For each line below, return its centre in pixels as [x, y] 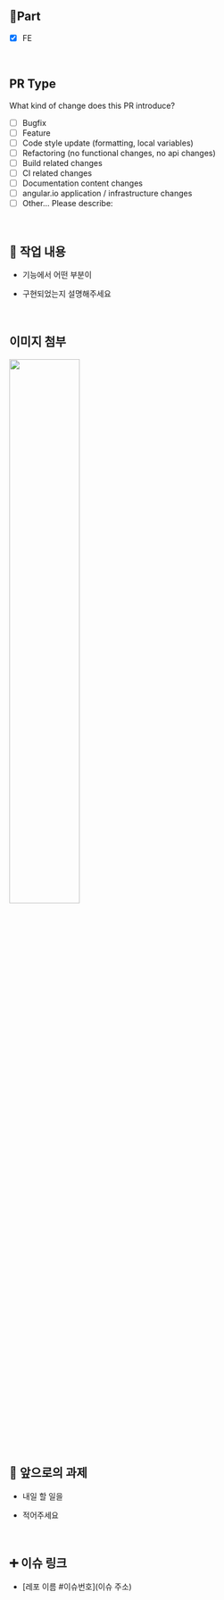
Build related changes [62, 162]
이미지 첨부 [38, 342]
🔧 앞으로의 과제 [48, 1473]
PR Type [33, 84]
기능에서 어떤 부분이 [57, 275]
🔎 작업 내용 [38, 251]
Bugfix [34, 122]
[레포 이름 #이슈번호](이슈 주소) [77, 1587]
